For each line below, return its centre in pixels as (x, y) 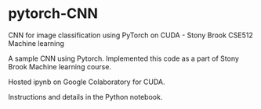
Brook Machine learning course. (60, 66)
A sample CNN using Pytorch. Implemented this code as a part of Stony (123, 58)
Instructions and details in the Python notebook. (85, 97)
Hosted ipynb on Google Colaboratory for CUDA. (87, 82)
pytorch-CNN (53, 14)
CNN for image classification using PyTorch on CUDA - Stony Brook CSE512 (130, 35)
